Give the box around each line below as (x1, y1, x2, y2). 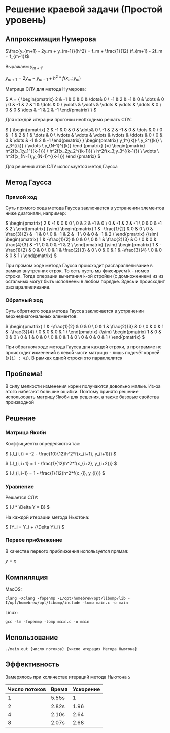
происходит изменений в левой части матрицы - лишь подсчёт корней (5, 349, 160, 356)
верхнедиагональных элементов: (5, 313, 78, 320)
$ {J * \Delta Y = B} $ (5, 504, 50, 511)
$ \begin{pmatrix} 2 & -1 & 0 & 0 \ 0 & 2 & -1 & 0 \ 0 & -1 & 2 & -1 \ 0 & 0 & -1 (5, 220, 162, 226)
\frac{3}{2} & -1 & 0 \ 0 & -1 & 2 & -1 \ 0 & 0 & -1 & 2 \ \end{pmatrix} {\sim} (5, 231, 159, 237)
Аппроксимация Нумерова (5, 35, 96, 43)
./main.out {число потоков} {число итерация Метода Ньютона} (5, 646, 138, 651)
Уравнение (5, 483, 35, 490)
